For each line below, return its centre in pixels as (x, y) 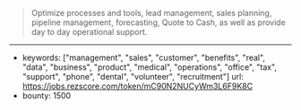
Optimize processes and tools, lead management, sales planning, (151, 13)
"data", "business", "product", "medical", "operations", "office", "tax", (150, 67)
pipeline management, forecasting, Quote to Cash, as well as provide (159, 22)
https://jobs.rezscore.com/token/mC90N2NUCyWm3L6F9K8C (138, 86)
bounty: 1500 (47, 96)
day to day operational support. (89, 32)
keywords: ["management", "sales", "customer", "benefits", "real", (144, 58)
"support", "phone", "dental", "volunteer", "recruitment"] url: (133, 76)
